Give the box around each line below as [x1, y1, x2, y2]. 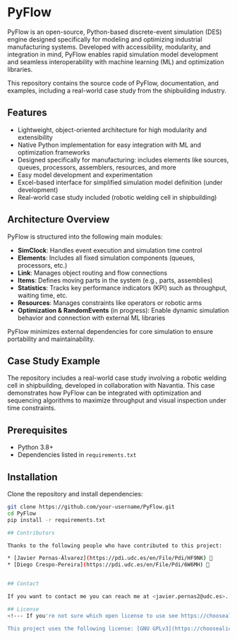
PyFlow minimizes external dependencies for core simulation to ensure [7, 327, 214, 335]
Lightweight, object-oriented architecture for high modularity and [17, 125, 207, 134]
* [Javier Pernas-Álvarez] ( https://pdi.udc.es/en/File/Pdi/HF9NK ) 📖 [7, 555, 213, 562]
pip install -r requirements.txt [7, 516, 106, 523]
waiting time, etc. [17, 291, 68, 299]
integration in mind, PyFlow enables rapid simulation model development [7, 50, 219, 59]
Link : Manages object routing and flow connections [17, 268, 168, 277]
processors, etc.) [17, 261, 68, 269]
